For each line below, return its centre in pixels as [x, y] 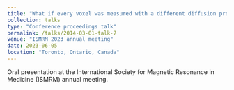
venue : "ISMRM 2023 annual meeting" [60, 39]
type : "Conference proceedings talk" [62, 26]
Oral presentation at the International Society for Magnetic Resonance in [111, 72]
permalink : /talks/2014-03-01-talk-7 [62, 33]
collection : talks [34, 20]
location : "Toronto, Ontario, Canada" [63, 53]
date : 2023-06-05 [32, 46]
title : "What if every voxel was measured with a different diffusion [112, 13]
